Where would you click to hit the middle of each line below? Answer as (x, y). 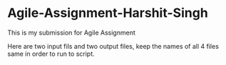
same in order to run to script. (51, 54)
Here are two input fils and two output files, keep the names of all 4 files (113, 46)
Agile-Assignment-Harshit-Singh (108, 13)
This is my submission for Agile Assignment (71, 32)
